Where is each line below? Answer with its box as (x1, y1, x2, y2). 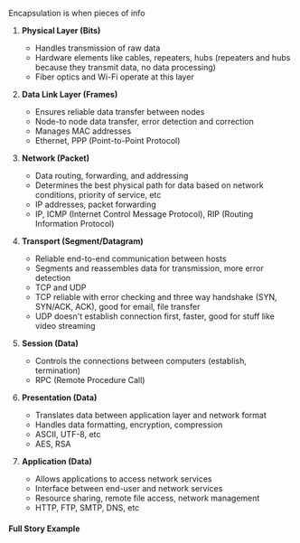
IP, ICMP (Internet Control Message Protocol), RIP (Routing (34, 209, 254, 220)
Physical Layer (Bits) (21, 25, 101, 35)
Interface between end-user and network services (34, 483, 223, 493)
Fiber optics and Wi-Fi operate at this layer (34, 71, 195, 82)
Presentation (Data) (21, 392, 98, 403)
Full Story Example (8, 523, 80, 534)
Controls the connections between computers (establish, (34, 356, 248, 366)
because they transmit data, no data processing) (34, 62, 216, 72)
